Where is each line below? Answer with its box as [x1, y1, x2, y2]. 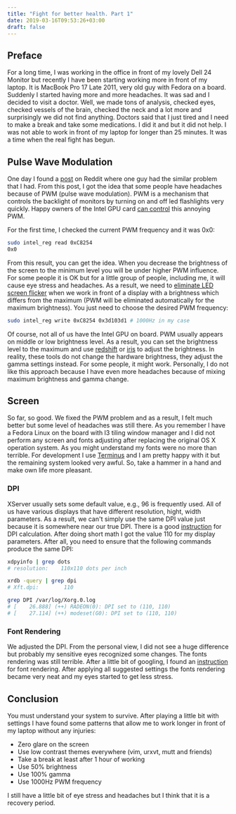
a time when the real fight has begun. [7, 135, 116, 144]
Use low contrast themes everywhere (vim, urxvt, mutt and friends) [17, 747, 213, 756]
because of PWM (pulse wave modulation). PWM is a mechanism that [7, 189, 209, 198]
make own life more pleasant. [7, 466, 93, 475]
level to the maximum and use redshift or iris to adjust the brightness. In [7, 344, 215, 353]
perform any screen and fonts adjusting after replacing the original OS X [7, 436, 216, 444]
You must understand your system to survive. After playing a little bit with [7, 711, 219, 720]
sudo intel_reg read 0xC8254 [7, 239, 93, 246]
